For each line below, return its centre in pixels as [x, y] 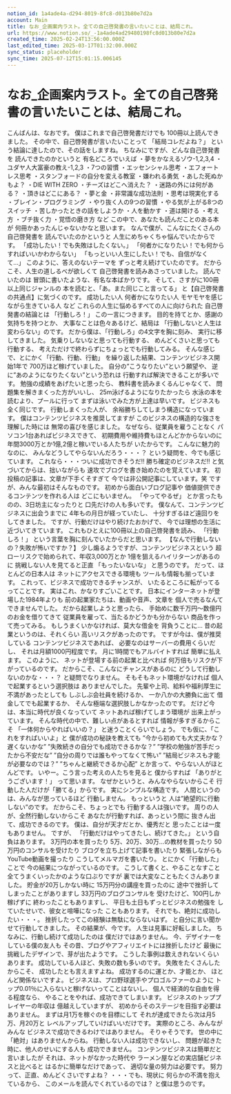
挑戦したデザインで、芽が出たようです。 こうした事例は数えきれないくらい [113, 954]
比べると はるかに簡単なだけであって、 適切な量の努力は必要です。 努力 [121, 1066]
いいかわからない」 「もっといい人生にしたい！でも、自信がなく [117, 254]
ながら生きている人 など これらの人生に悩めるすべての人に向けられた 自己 [112, 306]
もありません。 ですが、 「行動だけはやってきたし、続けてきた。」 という [110, 833]
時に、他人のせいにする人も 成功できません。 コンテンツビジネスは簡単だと [114, 1049]
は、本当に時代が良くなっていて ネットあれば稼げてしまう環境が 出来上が [111, 712]
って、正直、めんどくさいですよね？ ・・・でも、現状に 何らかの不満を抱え [114, 1075]
